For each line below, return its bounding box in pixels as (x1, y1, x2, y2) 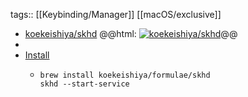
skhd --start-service (39, 79, 130, 89)
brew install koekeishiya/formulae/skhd (39, 70, 211, 80)
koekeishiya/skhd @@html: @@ (24, 28, 238, 39)
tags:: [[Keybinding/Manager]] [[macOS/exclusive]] (10, 9, 222, 20)
